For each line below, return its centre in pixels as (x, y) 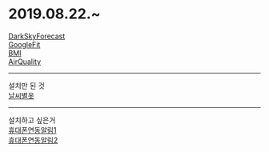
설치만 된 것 (27, 86)
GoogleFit (24, 44)
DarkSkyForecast (37, 36)
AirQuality (25, 62)
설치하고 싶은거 (32, 120)
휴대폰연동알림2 (33, 140)
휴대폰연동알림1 (32, 130)
